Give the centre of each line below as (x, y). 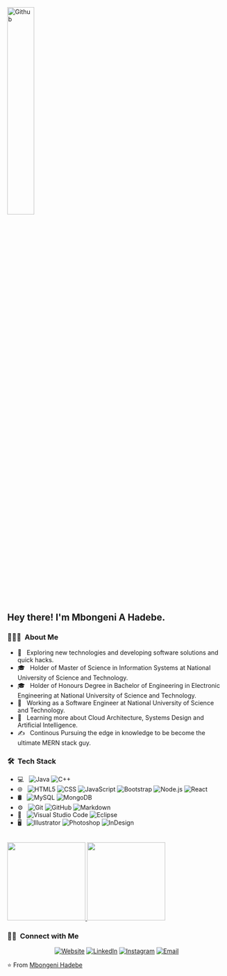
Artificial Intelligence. (48, 725)
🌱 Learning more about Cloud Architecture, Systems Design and (111, 717)
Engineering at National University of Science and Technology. (107, 695)
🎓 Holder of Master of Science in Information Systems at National (114, 667)
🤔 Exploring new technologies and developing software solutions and (118, 653)
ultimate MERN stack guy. (54, 743)
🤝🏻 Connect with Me (43, 936)
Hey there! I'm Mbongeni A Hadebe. (86, 617)
